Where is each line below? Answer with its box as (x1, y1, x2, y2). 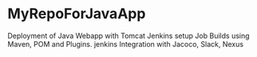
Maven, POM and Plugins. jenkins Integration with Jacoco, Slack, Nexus (7, 39, 244, 48)
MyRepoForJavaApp (7, 5, 146, 23)
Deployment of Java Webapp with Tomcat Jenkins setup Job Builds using (7, 31, 250, 40)
